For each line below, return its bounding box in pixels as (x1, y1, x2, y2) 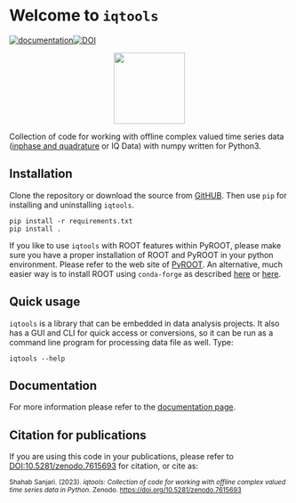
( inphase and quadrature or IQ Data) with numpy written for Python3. (9, 140, 262, 151)
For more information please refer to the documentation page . (9, 402, 236, 412)
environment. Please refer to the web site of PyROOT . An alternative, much (9, 259, 283, 270)
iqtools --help (9, 353, 66, 363)
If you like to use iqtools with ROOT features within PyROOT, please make (9, 239, 282, 250)
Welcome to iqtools (9, 5, 159, 26)
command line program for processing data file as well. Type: (9, 337, 234, 347)
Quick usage (9, 295, 81, 310)
